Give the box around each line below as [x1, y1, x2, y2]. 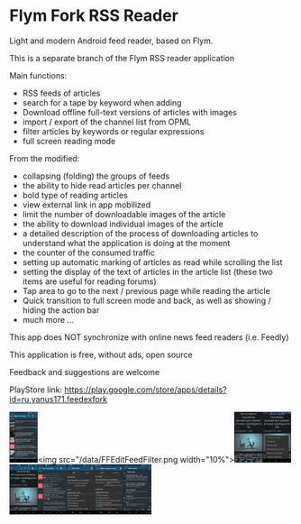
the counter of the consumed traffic [22, 247, 156, 258]
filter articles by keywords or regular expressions [22, 125, 205, 136]
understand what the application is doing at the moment [22, 237, 231, 248]
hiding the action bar [22, 304, 100, 316]
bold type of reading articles [22, 189, 128, 200]
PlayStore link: [9, 384, 63, 395]
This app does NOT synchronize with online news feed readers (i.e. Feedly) [9, 331, 290, 343]
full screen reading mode [22, 135, 116, 146]
